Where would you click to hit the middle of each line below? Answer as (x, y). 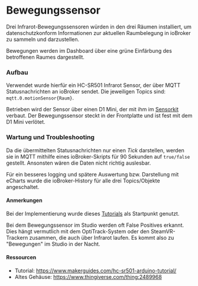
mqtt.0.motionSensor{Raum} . (40, 98)
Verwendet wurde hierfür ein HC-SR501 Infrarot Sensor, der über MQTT (93, 85)
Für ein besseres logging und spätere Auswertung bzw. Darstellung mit (92, 174)
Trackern (17, 237)
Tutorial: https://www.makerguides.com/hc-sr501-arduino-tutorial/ (95, 271)
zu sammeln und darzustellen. (43, 39)
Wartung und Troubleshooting (50, 137)
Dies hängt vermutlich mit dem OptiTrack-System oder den (78, 231)
